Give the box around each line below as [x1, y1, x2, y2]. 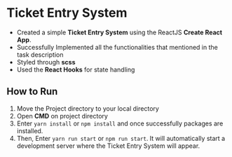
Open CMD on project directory [16, 111, 108, 120]
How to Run [6, 86, 58, 97]
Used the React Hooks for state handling [16, 65, 135, 74]
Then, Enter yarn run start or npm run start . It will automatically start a [16, 134, 226, 142]
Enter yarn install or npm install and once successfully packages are [16, 119, 224, 128]
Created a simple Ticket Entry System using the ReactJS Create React [16, 28, 222, 36]
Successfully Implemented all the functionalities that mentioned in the [16, 43, 218, 51]
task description [16, 50, 64, 59]
